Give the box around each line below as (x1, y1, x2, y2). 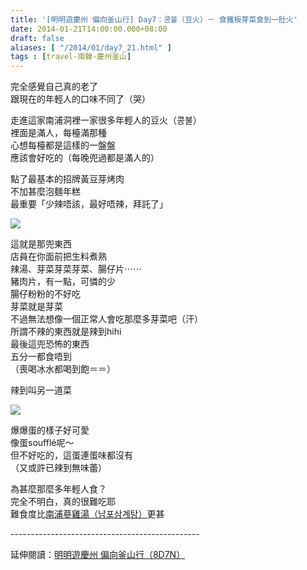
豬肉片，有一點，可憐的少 (10, 276, 116, 288)
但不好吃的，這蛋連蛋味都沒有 (10, 449, 133, 461)
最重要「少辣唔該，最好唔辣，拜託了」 (10, 198, 168, 210)
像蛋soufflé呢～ (10, 437, 75, 449)
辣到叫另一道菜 (10, 384, 72, 396)
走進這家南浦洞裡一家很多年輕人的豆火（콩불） (10, 114, 202, 126)
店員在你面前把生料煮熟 (10, 251, 107, 263)
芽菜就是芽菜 (10, 301, 63, 313)
